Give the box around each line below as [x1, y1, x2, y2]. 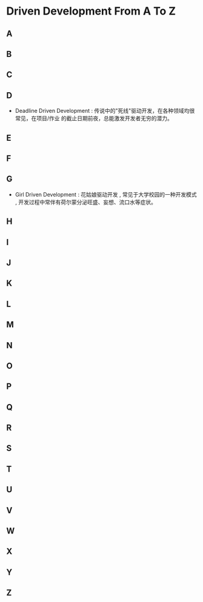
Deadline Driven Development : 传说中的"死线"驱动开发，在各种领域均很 [15, 107, 195, 115]
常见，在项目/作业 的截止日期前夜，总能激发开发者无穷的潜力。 [15, 115, 173, 122]
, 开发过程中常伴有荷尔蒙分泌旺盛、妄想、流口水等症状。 [15, 198, 156, 206]
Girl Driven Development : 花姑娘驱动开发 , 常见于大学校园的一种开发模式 [15, 191, 197, 198]
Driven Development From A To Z [6, 4, 176, 18]
